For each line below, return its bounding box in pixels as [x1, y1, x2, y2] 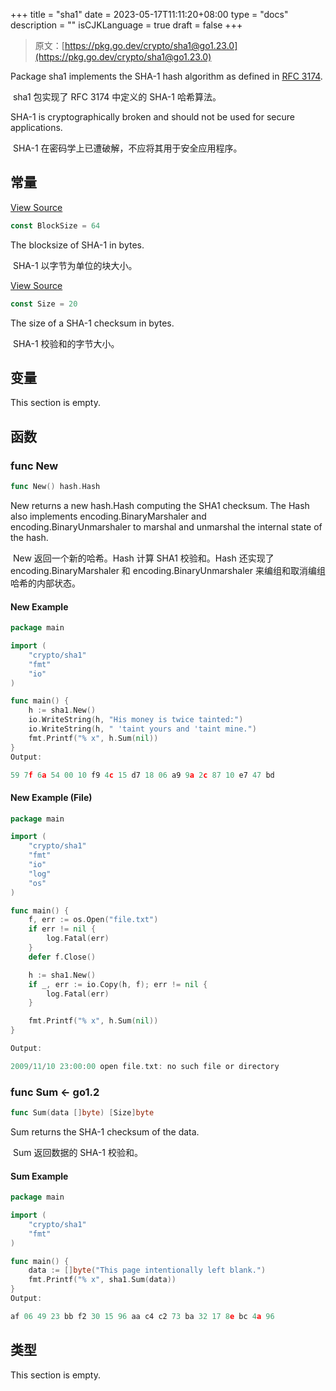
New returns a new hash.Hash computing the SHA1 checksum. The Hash [10, 499, 310, 511]
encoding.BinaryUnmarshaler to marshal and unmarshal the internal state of [10, 520, 323, 533]
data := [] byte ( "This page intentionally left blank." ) [28, 1265, 267, 1276]
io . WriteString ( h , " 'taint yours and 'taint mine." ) [28, 724, 257, 734]
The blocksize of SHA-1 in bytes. [10, 239, 145, 251]
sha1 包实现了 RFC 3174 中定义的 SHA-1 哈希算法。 [12, 91, 222, 103]
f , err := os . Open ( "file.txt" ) [28, 915, 159, 925]
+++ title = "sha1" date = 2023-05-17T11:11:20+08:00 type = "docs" [10, 9, 289, 20]
